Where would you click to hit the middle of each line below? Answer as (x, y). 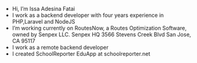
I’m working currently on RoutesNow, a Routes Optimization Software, (99, 28)
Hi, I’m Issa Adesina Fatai (43, 9)
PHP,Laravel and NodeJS (43, 22)
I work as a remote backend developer (60, 47)
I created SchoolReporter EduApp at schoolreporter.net (81, 54)
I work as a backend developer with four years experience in (88, 15)
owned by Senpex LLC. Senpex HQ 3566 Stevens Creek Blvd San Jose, (102, 35)
